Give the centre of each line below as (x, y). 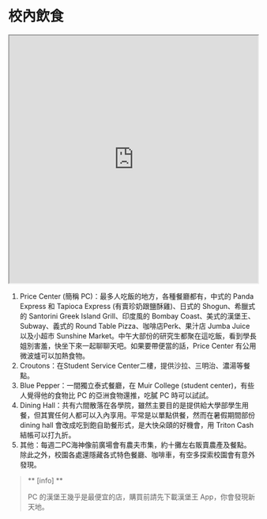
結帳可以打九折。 (47, 435)
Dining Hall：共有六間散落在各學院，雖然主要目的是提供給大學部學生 (131, 405)
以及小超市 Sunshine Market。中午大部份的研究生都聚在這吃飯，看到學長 (138, 336)
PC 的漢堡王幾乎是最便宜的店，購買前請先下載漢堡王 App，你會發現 (138, 497)
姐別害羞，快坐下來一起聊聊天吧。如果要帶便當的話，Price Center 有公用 (138, 345)
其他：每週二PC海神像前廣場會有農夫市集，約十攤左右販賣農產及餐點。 (135, 445)
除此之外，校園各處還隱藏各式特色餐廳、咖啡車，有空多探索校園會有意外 (137, 454)
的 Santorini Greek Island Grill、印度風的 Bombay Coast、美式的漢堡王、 (137, 316)
